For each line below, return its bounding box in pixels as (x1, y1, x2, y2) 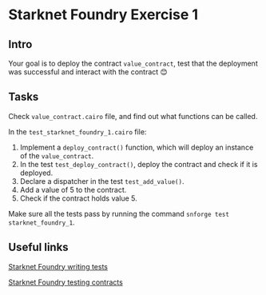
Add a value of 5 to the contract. (19, 185, 127, 194)
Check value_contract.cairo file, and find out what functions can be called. (8, 111, 258, 121)
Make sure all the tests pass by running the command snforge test (8, 209, 230, 218)
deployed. (19, 168, 54, 177)
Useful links (8, 241, 69, 254)
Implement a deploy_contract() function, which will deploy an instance (19, 142, 254, 152)
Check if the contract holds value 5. (19, 193, 137, 203)
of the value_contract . (19, 150, 94, 161)
